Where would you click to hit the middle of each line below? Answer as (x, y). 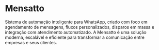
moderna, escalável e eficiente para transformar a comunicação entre (75, 37)
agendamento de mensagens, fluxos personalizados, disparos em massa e (80, 27)
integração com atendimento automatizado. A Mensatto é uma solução (76, 32)
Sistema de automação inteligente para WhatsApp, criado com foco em (76, 22)
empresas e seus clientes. (31, 42)
